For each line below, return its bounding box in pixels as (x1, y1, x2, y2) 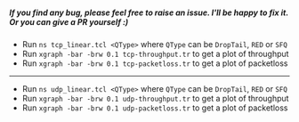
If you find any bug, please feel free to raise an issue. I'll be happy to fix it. (9, 7, 289, 18)
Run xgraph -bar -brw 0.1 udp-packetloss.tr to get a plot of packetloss (21, 102, 288, 113)
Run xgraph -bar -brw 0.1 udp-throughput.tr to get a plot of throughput (21, 93, 289, 103)
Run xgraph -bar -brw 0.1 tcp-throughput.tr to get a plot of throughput (21, 48, 289, 59)
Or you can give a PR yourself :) (9, 16, 129, 27)
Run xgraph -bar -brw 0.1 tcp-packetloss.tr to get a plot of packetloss (21, 58, 288, 69)
